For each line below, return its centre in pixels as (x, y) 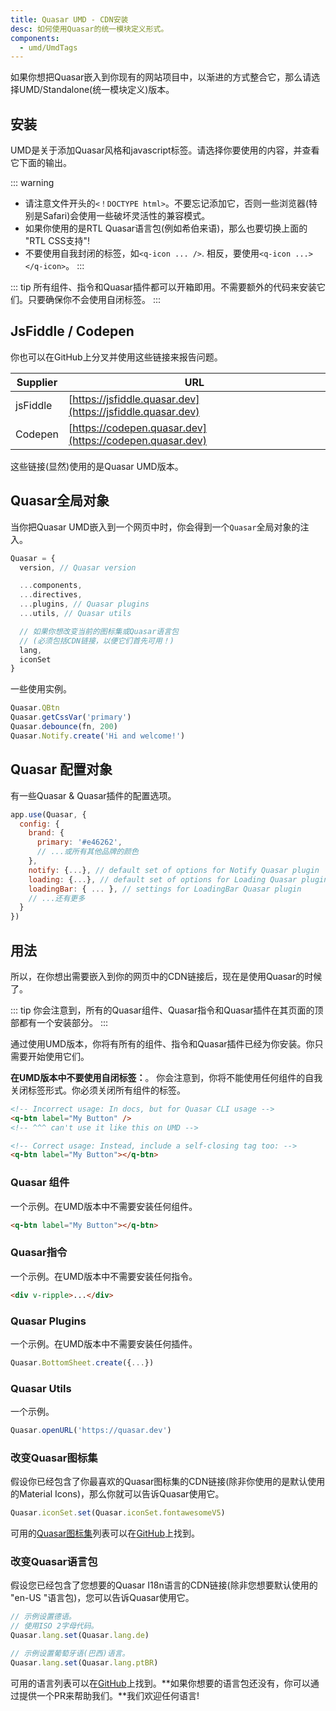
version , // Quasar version (78, 567)
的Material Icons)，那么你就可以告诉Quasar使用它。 (117, 1494)
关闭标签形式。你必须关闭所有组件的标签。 (98, 1090)
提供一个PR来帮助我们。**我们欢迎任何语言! (109, 1695)
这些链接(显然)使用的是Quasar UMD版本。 (97, 466)
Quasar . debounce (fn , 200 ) (64, 727)
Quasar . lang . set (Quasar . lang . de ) (80, 1636)
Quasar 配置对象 (61, 769)
